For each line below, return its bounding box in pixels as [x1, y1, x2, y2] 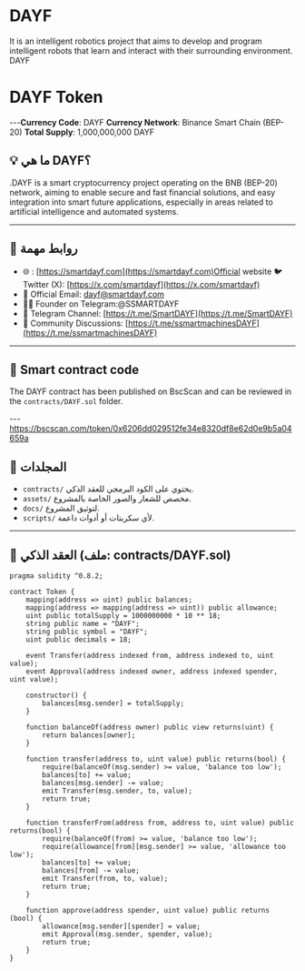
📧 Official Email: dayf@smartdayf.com [22, 288, 165, 299]
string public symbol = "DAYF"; [25, 627, 148, 636]
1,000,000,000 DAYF [76, 126, 155, 137]
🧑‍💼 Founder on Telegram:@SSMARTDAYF [22, 298, 180, 309]
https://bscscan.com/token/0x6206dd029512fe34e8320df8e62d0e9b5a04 [9, 423, 292, 434]
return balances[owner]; [42, 730, 136, 740]
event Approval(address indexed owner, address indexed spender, [25, 666, 279, 676]
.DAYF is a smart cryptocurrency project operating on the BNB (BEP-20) [9, 177, 279, 187]
